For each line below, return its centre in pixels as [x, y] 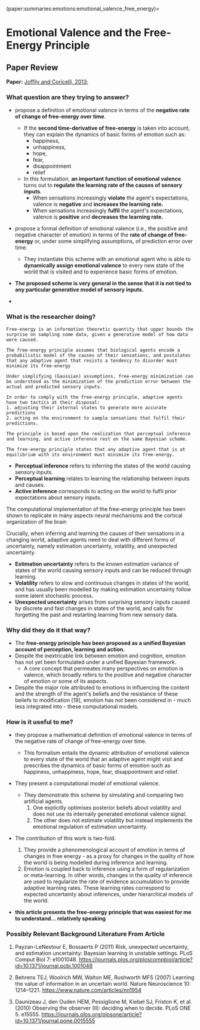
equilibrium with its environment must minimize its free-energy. [90, 454]
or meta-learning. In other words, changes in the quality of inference [108, 875]
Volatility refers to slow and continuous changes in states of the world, [102, 583]
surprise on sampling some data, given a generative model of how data [97, 334]
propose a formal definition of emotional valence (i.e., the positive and [101, 229]
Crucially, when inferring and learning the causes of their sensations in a [95, 533]
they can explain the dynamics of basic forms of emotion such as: [105, 134]
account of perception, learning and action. [70, 649]
